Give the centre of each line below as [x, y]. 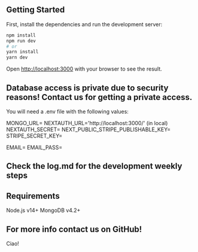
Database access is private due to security [87, 88]
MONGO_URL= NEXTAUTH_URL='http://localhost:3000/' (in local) [87, 123]
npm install [21, 35]
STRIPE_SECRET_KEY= [34, 136]
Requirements [33, 196]
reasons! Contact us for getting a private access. [99, 97]
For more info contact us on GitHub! [74, 229]
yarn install [22, 52]
